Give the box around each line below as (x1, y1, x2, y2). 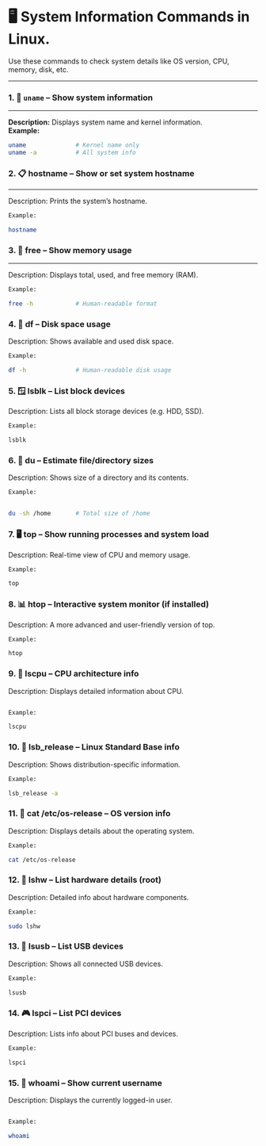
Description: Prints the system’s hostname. (8, 197, 148, 206)
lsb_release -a (8, 789, 59, 797)
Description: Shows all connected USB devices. (8, 959, 164, 968)
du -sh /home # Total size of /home (8, 510, 150, 518)
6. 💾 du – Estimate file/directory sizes (8, 455, 154, 466)
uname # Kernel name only (8, 141, 140, 149)
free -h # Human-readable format (8, 300, 158, 308)
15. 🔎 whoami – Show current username (8, 1077, 162, 1088)
